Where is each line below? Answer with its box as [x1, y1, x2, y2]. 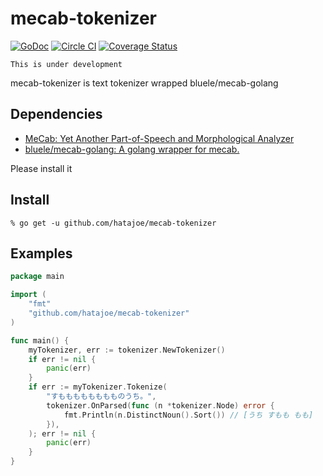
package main [10, 272, 65, 282]
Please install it [10, 162, 73, 174]
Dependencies [10, 106, 103, 123]
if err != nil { [28, 354, 97, 364]
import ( [10, 290, 47, 300]
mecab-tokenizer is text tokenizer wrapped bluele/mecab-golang [10, 77, 279, 89]
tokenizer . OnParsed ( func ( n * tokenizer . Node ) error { [46, 400, 275, 411]
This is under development [10, 59, 123, 69]
